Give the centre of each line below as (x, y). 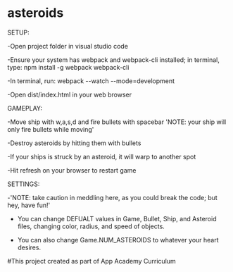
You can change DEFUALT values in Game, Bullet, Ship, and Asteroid (117, 218)
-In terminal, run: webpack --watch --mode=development (91, 81)
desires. (29, 247)
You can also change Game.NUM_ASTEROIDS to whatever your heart (118, 240)
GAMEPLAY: (25, 108)
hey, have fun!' (29, 205)
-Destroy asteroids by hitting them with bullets (74, 143)
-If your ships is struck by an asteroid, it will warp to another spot (102, 156)
